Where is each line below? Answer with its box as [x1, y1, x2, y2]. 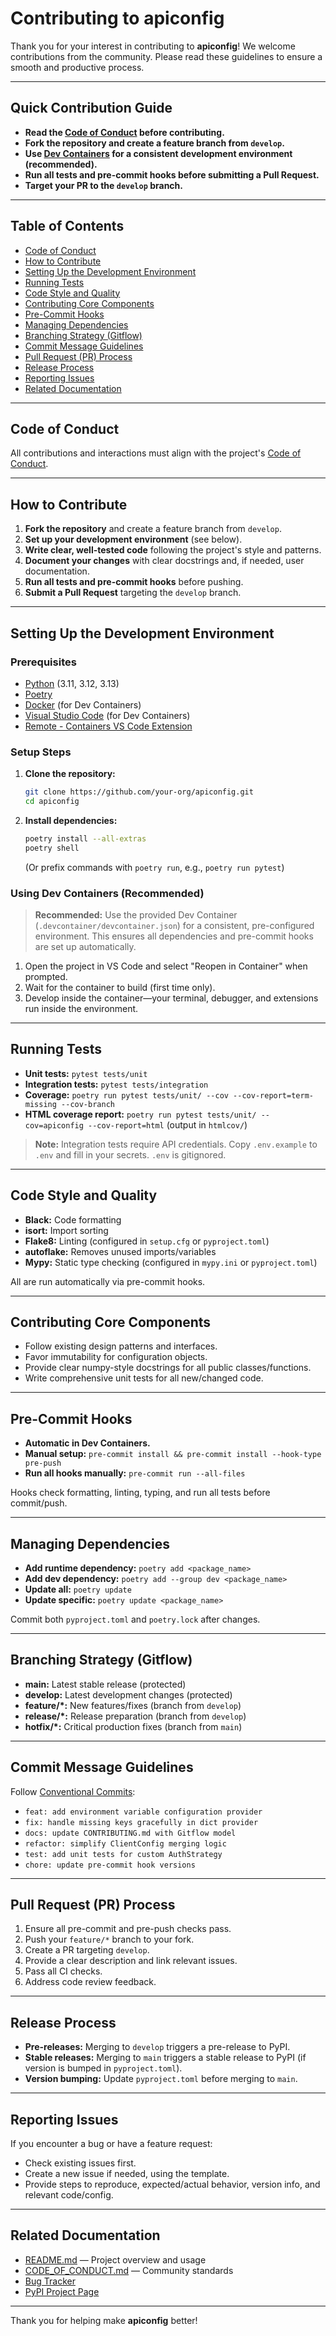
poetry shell [24, 843, 80, 853]
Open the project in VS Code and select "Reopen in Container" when [24, 960, 308, 972]
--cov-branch [61, 1099, 115, 1109]
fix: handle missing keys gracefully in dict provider [24, 1817, 259, 1827]
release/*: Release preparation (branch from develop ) [24, 1710, 247, 1722]
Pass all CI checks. [24, 1965, 103, 1977]
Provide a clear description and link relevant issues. [24, 1955, 238, 1967]
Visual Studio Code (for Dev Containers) [24, 709, 191, 721]
